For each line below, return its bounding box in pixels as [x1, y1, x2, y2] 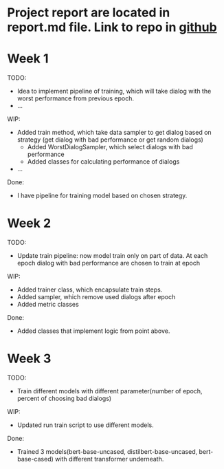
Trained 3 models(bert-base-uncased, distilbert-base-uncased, [16, 448, 198, 455]
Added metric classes [16, 301, 79, 309]
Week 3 [7, 351, 52, 367]
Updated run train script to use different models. [16, 421, 154, 429]
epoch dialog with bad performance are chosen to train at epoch [16, 259, 201, 268]
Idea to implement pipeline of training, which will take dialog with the [16, 87, 212, 96]
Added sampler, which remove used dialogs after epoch [16, 293, 176, 301]
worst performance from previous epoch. [16, 94, 134, 102]
